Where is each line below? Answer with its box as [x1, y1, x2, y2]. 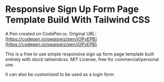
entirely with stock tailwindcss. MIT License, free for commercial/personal [5, 56, 159, 62]
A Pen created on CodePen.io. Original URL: [5, 30, 97, 36]
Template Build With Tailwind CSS [5, 14, 150, 25]
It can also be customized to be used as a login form [5, 71, 115, 77]
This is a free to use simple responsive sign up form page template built [5, 51, 154, 57]
